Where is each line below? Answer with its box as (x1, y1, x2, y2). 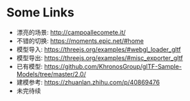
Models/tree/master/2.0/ (16, 70, 87, 78)
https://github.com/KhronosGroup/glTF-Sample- (43, 62, 182, 70)
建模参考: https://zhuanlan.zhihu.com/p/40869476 (16, 78, 160, 86)
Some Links (6, 5, 75, 20)
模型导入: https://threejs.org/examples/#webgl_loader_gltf (16, 45, 181, 53)
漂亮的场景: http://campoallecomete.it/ (16, 28, 126, 36)
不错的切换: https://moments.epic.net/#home (16, 36, 144, 45)
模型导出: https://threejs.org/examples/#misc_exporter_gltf (16, 53, 183, 62)
